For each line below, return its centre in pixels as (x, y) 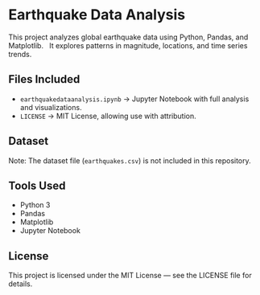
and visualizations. (51, 107)
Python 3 (35, 205)
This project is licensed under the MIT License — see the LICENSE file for (130, 276)
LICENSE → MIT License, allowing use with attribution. (108, 116)
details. (21, 284)
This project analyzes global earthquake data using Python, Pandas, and (128, 37)
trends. (20, 54)
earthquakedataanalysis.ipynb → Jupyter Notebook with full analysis (134, 99)
